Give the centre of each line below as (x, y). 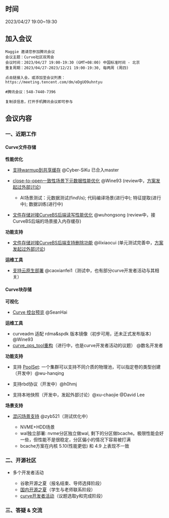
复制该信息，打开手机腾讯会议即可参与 (39, 102)
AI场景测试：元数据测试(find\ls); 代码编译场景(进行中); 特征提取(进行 (91, 198)
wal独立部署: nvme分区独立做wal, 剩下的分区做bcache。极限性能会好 (92, 434)
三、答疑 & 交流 (24, 510)
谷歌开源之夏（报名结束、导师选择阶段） (62, 483)
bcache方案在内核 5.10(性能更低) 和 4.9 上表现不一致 (75, 446)
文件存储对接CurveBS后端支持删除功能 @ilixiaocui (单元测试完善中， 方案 (88, 243)
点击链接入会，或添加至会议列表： (35, 77)
